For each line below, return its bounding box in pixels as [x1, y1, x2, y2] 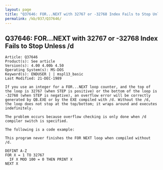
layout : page [5, 7, 32, 12]
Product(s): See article [5, 59, 55, 64]
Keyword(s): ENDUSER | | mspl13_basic [5, 72, 83, 77]
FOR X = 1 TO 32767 [5, 153, 45, 158]
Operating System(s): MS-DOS [5, 68, 64, 73]
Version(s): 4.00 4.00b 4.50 [5, 63, 64, 68]
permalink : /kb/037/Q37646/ [5, 16, 62, 21]
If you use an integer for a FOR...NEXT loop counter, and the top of [5, 85, 151, 90]
